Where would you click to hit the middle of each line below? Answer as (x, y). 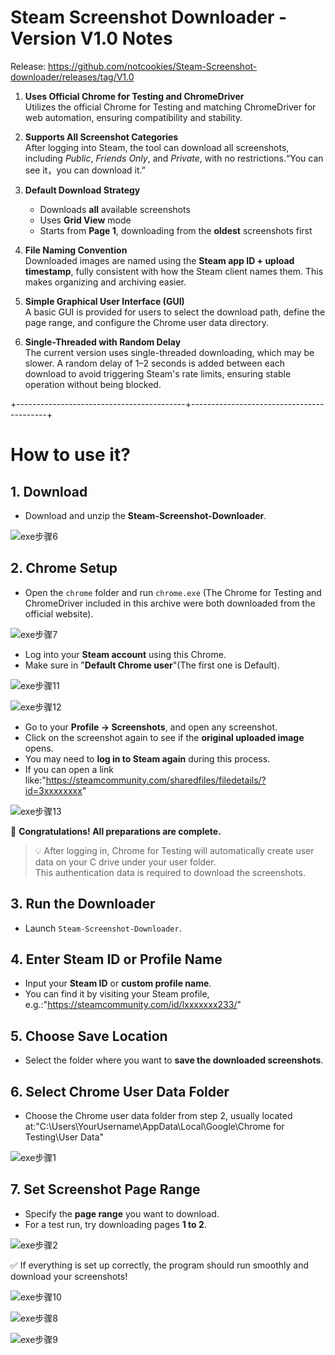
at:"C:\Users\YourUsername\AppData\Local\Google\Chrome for (154, 1126)
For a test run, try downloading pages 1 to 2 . (115, 1224)
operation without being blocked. (93, 384)
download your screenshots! (69, 1276)
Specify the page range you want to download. (122, 1213)
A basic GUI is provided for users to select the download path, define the (175, 312)
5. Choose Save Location (89, 1036)
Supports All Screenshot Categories (101, 137)
